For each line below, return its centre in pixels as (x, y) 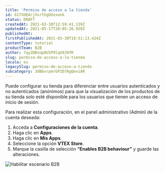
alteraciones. (26, 154)
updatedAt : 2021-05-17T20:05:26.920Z (45, 29)
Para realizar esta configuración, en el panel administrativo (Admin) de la (81, 112)
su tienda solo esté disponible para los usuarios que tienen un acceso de (81, 97)
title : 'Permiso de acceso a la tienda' (49, 10)
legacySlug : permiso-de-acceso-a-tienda (49, 67)
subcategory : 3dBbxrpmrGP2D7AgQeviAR (45, 72)
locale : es (17, 62)
